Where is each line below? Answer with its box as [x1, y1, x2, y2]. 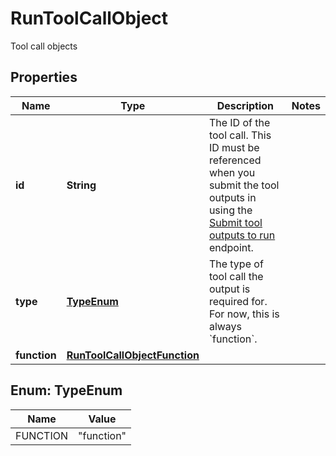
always [208, 319, 243, 333]
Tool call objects [10, 40, 78, 52]
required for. [208, 294, 268, 308]
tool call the [208, 269, 264, 283]
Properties [10, 69, 78, 86]
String [66, 178, 97, 192]
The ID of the [208, 115, 271, 129]
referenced [208, 153, 262, 167]
